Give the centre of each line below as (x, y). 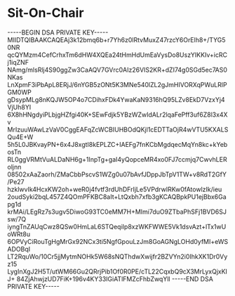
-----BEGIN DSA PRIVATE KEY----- (58, 32)
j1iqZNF (18, 62)
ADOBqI (19, 249)
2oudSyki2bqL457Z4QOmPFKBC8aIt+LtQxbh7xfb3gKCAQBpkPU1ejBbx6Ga (117, 197)
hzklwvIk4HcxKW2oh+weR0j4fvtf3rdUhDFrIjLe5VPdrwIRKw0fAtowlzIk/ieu (115, 189)
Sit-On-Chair (46, 13)
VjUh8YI (19, 107)
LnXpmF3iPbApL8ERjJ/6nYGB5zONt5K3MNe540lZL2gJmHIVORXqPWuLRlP (117, 84)
